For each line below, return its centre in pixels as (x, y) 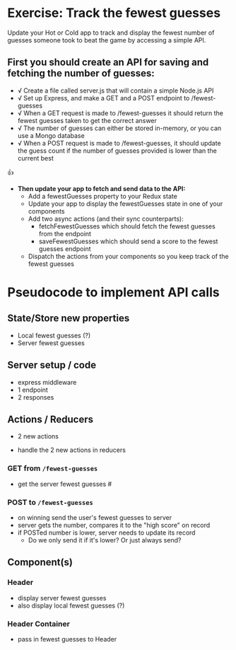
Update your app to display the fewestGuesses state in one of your (125, 204)
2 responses (36, 397)
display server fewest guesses (62, 598)
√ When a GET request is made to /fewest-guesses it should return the (120, 113)
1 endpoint (33, 390)
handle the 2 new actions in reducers (71, 450)
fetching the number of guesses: (81, 73)
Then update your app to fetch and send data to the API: (101, 188)
